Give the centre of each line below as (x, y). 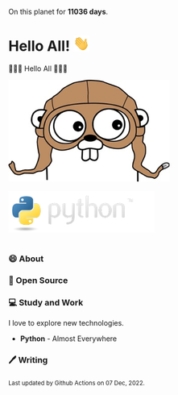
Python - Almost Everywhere (68, 339)
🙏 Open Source (38, 280)
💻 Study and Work (46, 302)
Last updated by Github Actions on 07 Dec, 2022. (77, 383)
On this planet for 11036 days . (58, 12)
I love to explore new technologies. (66, 323)
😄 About (26, 259)
